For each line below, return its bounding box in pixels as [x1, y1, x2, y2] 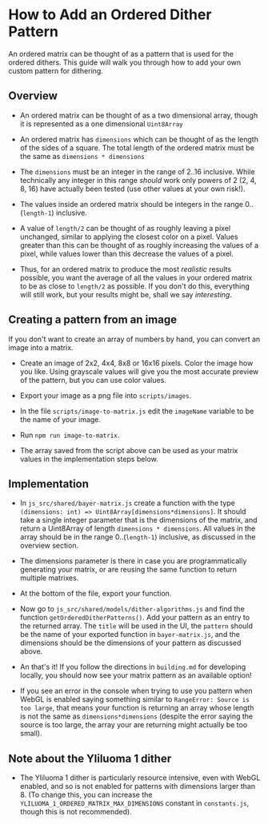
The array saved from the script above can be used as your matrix [19, 445, 238, 455]
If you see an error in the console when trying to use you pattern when [19, 686, 253, 696]
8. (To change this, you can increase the [19, 790, 153, 800]
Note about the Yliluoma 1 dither [8, 751, 172, 765]
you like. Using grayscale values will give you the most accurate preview [19, 366, 259, 376]
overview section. [19, 541, 78, 551]
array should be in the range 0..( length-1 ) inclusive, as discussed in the [19, 532, 256, 542]
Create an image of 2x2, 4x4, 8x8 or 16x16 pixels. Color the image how [19, 358, 254, 368]
